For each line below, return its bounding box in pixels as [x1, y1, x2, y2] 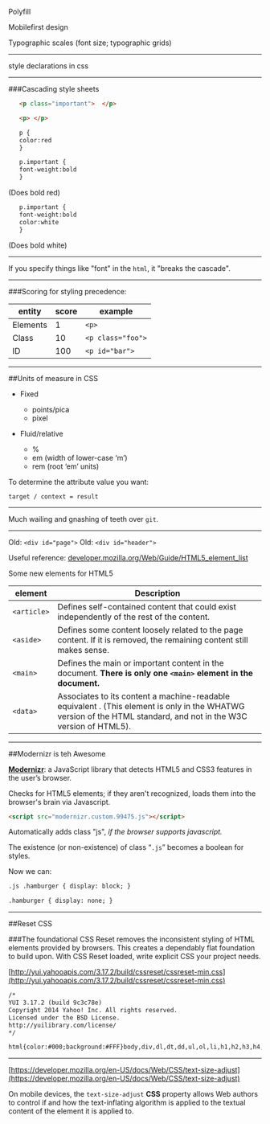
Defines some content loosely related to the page [57, 624, 243, 635]
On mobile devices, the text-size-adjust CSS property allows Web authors [8, 1089, 259, 1099]
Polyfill [8, 7, 31, 16]
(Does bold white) [8, 240, 67, 250]
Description [134, 587, 181, 598]
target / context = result [8, 492, 99, 501]
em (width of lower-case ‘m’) [31, 453, 128, 462]
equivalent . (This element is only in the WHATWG [57, 700, 245, 712]
